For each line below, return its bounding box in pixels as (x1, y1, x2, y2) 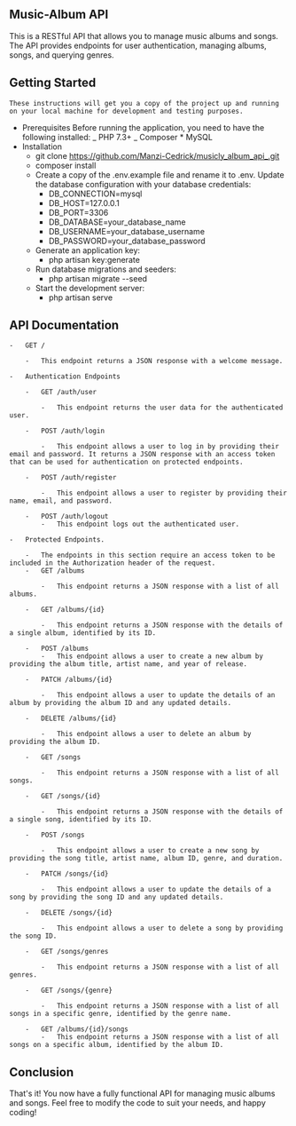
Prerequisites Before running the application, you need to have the (21, 122, 265, 132)
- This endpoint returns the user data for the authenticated (41, 403, 284, 412)
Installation (21, 141, 63, 152)
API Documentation (9, 318, 120, 333)
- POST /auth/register (25, 473, 117, 482)
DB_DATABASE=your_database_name (48, 217, 186, 227)
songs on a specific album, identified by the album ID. (9, 1041, 224, 1050)
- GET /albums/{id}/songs (25, 1025, 129, 1034)
